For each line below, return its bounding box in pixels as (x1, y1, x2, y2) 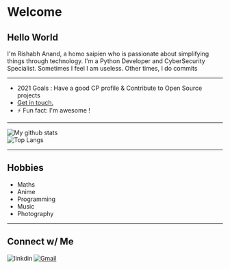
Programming (16, 195, 56, 203)
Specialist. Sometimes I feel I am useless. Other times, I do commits (7, 65, 198, 72)
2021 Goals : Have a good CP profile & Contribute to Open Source (16, 84, 203, 92)
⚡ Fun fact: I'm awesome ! (16, 106, 91, 114)
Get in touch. (16, 99, 53, 106)
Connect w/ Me (7, 236, 74, 248)
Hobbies (7, 162, 44, 174)
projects (16, 91, 41, 100)
